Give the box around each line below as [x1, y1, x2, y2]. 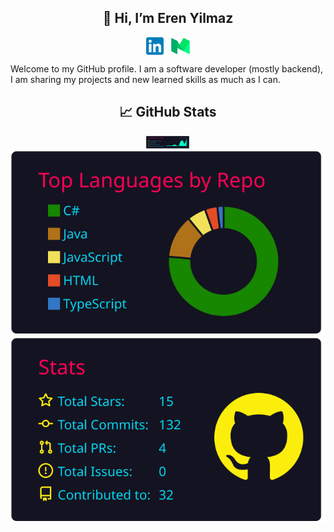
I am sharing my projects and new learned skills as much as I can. [10, 73, 281, 85]
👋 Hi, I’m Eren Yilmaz [102, 10, 234, 27]
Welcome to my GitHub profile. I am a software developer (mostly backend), [10, 62, 324, 75]
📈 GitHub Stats [119, 104, 217, 121]
